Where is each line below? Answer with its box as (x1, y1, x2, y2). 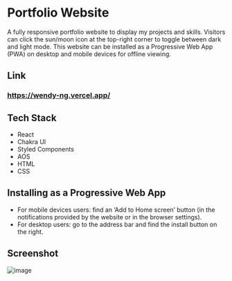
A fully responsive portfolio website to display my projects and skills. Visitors (7, 28, 226, 36)
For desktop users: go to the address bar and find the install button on (17, 220, 217, 228)
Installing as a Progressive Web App (7, 187, 166, 199)
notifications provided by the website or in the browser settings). (17, 212, 202, 221)
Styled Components (17, 145, 75, 154)
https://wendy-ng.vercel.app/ (7, 91, 111, 100)
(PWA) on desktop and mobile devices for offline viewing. (7, 50, 172, 58)
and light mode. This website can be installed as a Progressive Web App (7, 42, 213, 51)
